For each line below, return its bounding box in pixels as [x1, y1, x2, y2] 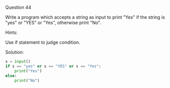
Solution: [5, 49, 24, 55]
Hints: [5, 30, 18, 35]
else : [5, 73, 17, 78]
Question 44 [5, 5, 32, 10]
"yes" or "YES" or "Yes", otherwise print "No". [5, 20, 102, 25]
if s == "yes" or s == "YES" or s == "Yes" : [5, 64, 101, 69]
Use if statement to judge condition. [5, 39, 80, 45]
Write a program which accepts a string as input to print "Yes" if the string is [5, 14, 165, 20]
